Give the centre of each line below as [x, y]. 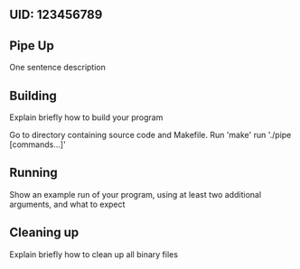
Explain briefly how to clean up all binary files [94, 254]
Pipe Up [32, 46]
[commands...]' [37, 144]
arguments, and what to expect [67, 204]
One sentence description [58, 68]
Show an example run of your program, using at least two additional [136, 194]
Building [33, 95]
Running [34, 173]
